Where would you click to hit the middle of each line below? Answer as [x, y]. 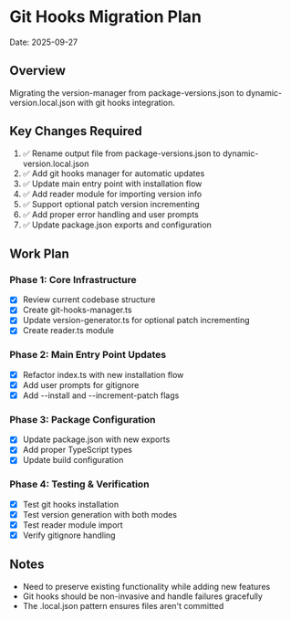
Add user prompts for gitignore [81, 384]
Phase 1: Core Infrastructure [73, 279]
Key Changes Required [76, 131]
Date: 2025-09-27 [44, 42]
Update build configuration [73, 460]
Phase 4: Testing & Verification [79, 484]
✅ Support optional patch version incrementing [111, 204]
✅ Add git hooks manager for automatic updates [114, 173]
